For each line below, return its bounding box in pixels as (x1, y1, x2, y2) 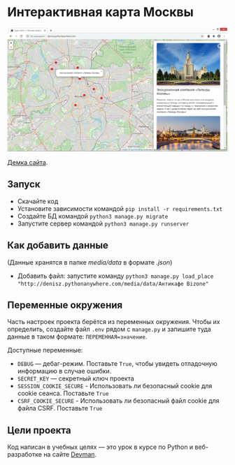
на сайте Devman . (43, 450, 97, 459)
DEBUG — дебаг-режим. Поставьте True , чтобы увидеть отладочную (17, 360, 218, 368)
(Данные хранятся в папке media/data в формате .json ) (7, 258, 173, 266)
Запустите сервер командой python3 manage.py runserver (17, 219, 190, 228)
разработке (7, 450, 42, 459)
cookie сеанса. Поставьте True (17, 389, 109, 398)
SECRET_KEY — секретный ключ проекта (17, 374, 134, 383)
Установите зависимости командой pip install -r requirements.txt (17, 204, 222, 213)
